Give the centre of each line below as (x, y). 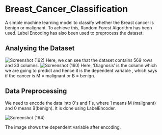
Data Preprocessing (36, 91)
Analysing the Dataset (40, 48)
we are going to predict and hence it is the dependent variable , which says (81, 70)
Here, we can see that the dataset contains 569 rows (99, 60)
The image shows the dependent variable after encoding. (63, 127)
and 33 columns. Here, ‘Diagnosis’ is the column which (81, 65)
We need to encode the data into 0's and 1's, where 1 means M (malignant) (81, 103)
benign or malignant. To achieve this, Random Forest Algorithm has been (79, 27)
